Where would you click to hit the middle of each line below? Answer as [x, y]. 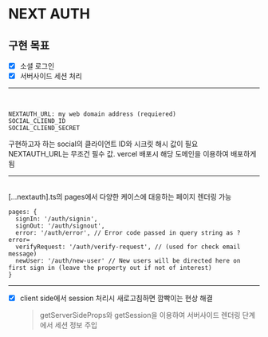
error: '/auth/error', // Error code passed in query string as [124, 233]
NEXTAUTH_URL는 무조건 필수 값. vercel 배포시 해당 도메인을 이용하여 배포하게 [132, 154]
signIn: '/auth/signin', [57, 219]
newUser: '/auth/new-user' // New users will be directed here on [128, 261]
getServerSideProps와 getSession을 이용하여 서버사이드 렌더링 [140, 315]
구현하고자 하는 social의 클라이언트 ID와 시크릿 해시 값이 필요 [103, 144]
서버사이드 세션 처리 [51, 76]
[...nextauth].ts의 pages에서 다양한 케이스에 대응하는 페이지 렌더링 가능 [120, 197]
